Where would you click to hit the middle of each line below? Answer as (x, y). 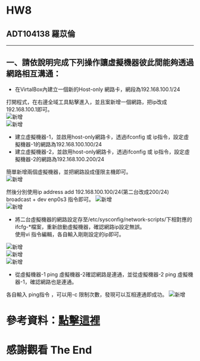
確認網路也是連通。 (53, 282)
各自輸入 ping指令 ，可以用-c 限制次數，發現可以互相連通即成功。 (87, 294)
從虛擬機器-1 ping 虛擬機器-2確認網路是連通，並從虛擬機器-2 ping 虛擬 (101, 274)
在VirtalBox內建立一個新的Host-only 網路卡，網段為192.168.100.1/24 (97, 89)
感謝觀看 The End (49, 350)
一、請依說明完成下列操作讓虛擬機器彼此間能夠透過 (100, 63)
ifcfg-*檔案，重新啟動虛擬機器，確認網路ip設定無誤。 (80, 227)
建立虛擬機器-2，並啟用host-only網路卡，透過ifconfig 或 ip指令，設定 (99, 152)
